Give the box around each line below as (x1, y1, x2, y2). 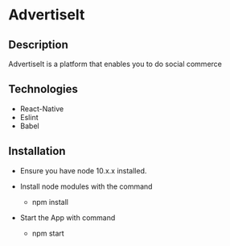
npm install (31, 197, 68, 206)
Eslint (19, 112, 39, 122)
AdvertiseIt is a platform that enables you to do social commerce (8, 59, 223, 69)
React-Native (19, 103, 64, 114)
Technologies (8, 82, 79, 96)
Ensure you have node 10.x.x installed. (19, 165, 147, 175)
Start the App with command (19, 212, 116, 223)
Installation (8, 144, 66, 158)
